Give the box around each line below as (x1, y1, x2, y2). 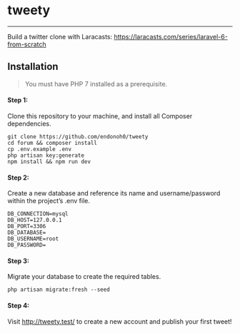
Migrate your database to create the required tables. (7, 272, 161, 281)
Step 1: (7, 96, 29, 105)
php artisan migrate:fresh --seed (7, 286, 111, 294)
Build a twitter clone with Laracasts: (7, 32, 113, 41)
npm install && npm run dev (7, 158, 91, 165)
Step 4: (7, 301, 30, 309)
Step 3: (7, 256, 30, 265)
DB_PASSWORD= (7, 242, 46, 249)
